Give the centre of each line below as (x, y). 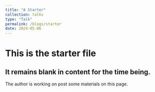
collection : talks (24, 15)
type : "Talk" (19, 19)
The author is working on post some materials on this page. (66, 84)
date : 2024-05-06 (23, 29)
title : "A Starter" (26, 10)
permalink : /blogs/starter (33, 24)
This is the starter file (51, 54)
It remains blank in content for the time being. (78, 72)
